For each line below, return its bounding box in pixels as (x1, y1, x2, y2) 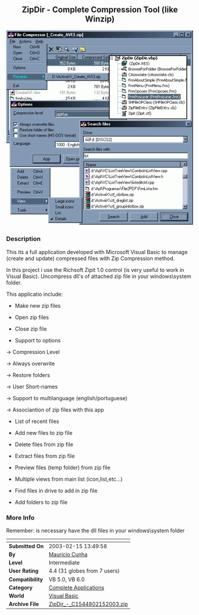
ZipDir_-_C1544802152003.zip (48, 601, 128, 608)
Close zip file (14, 325, 48, 332)
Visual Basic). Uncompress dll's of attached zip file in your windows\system (6, 273, 192, 280)
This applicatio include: (6, 290, 64, 298)
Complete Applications (48, 584, 105, 591)
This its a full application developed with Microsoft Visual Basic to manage (6, 248, 188, 255)
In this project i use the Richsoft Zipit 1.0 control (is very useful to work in (6, 266, 184, 273)
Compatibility (8, 576, 43, 583)
